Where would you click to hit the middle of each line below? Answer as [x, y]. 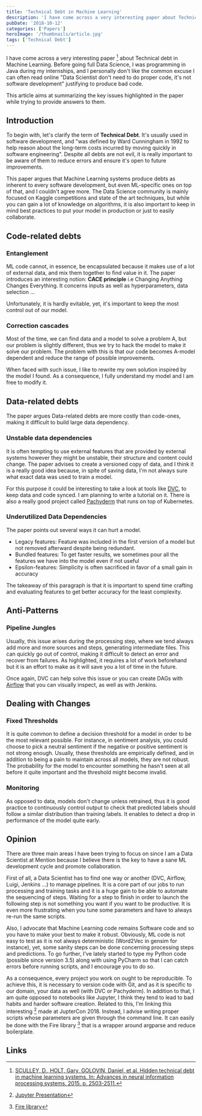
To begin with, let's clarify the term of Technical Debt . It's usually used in [97, 135]
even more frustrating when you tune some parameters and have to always [99, 910]
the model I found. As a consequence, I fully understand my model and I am [100, 376]
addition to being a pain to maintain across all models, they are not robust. [98, 759]
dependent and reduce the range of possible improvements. [81, 358]
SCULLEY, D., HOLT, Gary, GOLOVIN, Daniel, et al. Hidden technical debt [105, 1071]
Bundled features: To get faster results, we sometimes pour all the [96, 554]
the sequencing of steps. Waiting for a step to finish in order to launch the [97, 897]
